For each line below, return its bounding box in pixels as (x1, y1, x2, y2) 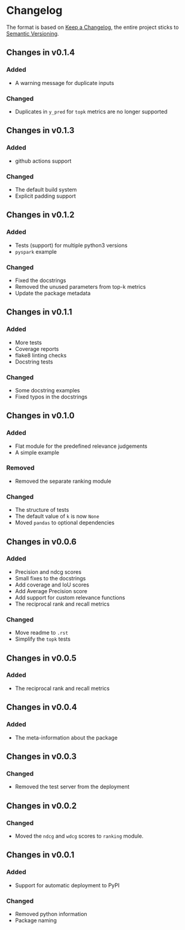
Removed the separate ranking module (14, 477, 111, 485)
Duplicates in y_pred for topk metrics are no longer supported (14, 108, 168, 115)
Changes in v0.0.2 (6, 800, 77, 811)
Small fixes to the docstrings (14, 574, 86, 582)
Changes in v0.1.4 (6, 48, 75, 58)
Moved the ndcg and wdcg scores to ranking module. (14, 832, 143, 840)
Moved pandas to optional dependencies (14, 519, 114, 526)
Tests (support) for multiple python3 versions (14, 242, 128, 249)
